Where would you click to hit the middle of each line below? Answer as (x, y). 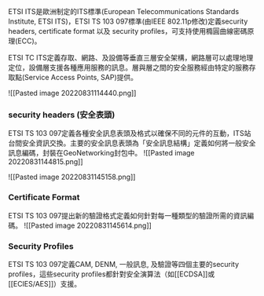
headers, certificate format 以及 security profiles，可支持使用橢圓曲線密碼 (128, 31)
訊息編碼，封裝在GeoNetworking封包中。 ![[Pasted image (101, 153)
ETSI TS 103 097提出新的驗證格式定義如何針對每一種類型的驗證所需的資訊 (128, 215)
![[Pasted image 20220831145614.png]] (87, 225)
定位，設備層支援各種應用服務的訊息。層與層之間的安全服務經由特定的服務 (128, 68)
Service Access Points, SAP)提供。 (81, 77)
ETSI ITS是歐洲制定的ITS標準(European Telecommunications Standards (124, 11)
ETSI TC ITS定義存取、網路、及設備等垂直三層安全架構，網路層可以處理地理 (131, 58)
